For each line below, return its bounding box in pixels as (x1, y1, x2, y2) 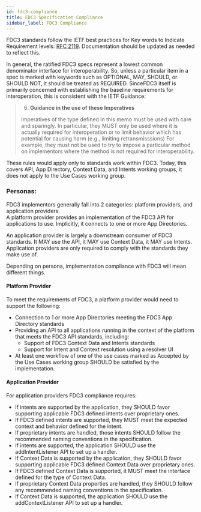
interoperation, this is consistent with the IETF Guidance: (6, 92, 146, 100)
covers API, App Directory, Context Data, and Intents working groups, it (6, 166, 182, 173)
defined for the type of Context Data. (14, 474, 107, 481)
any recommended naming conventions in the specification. (14, 487, 163, 494)
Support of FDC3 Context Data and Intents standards (23, 339, 155, 346)
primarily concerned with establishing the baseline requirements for (6, 86, 174, 94)
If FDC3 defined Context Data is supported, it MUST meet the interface (14, 468, 191, 475)
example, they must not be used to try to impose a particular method (20, 142, 191, 149)
